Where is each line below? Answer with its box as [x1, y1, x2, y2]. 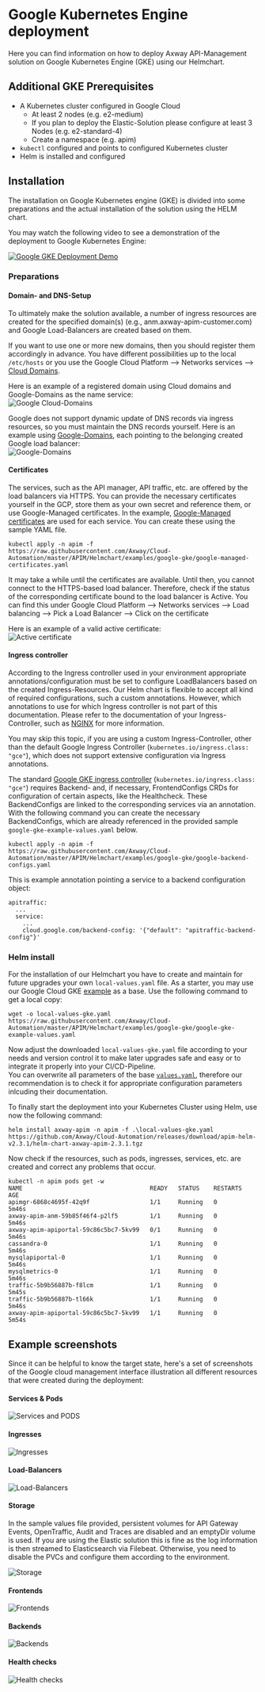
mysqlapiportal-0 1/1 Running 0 [8, 1254, 218, 1262]
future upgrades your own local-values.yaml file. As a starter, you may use [8, 978, 255, 988]
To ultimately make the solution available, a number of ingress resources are [8, 308, 257, 318]
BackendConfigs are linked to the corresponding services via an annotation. [8, 800, 256, 810]
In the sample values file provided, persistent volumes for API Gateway [8, 1519, 239, 1528]
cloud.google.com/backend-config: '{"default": [22, 927, 182, 935]
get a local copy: [8, 995, 62, 1004]
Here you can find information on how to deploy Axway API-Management [8, 48, 247, 58]
